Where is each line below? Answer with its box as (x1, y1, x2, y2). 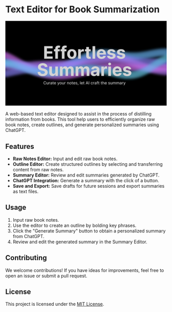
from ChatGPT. (12, 233, 45, 239)
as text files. (12, 188, 39, 194)
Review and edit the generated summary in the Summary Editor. (12, 239, 147, 245)
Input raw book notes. (12, 217, 59, 223)
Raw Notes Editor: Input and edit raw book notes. (12, 155, 118, 162)
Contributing (5, 254, 47, 262)
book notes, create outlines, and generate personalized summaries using (5, 122, 159, 128)
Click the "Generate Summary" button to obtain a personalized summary (12, 227, 166, 234)
